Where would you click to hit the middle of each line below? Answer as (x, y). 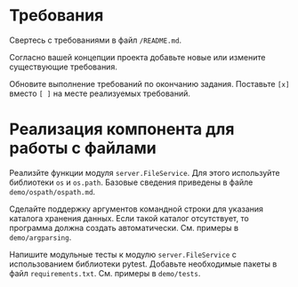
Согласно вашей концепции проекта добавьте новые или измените (137, 57)
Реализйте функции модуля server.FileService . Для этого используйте (145, 172)
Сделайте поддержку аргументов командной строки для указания (137, 209)
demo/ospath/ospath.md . (52, 191)
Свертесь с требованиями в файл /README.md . (96, 40)
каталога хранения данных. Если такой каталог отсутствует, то (129, 218)
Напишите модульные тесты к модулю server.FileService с (123, 254)
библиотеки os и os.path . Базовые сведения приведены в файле (131, 182)
